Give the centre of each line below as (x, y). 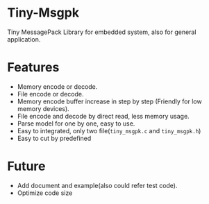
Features (33, 68)
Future (27, 166)
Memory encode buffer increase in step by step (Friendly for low (110, 101)
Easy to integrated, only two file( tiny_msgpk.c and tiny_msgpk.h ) (109, 130)
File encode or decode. (50, 94)
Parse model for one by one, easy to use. (76, 124)
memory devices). (43, 108)
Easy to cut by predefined (54, 138)
